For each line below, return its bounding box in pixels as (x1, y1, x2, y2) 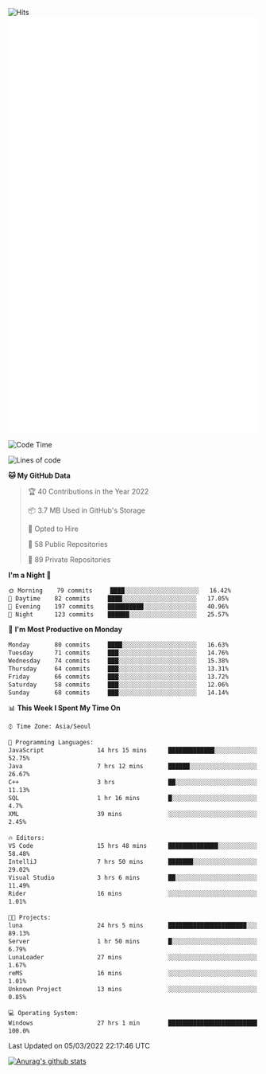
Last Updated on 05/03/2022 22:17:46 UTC (8, 1041, 151, 1051)
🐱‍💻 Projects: (8, 914, 52, 922)
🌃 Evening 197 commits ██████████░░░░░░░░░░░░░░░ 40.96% (8, 603, 229, 611)
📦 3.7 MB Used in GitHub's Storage (27, 506, 145, 515)
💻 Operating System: (8, 1010, 79, 1017)
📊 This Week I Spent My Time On (8, 703, 121, 713)
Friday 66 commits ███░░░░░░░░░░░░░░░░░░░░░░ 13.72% (8, 673, 229, 681)
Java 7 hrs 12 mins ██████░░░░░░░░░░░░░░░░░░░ (8, 763, 258, 771)
